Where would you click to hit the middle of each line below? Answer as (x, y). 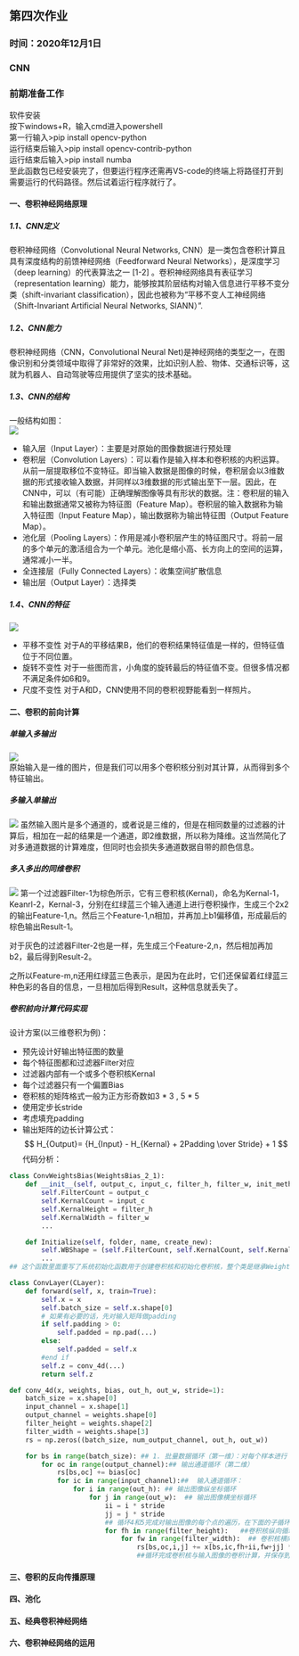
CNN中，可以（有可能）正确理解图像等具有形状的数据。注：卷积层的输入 (156, 493)
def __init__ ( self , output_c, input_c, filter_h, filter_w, (139, 1184)
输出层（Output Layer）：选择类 (79, 582)
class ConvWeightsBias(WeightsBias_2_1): (87, 1176)
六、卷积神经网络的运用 (52, 1643)
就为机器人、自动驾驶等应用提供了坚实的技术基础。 (103, 375)
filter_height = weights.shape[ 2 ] (89, 1424)
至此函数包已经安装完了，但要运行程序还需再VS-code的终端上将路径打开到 (146, 170)
